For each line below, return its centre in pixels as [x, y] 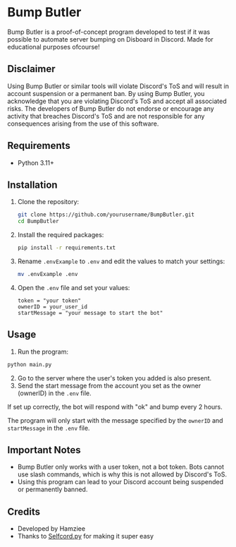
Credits [24, 511]
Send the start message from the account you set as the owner [109, 385]
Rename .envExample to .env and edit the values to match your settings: [121, 261]
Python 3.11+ [36, 162]
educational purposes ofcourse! [54, 47]
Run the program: [43, 351]
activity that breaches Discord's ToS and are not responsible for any [106, 116]
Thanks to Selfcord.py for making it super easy [85, 536]
